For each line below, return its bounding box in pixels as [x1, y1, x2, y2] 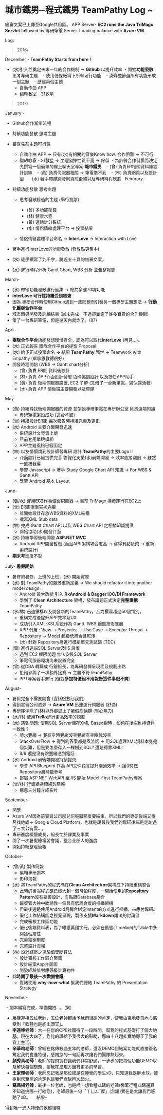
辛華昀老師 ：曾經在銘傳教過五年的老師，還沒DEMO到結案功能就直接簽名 [12, 1045, 157, 1051]
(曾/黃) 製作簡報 [12, 863, 44, 869]
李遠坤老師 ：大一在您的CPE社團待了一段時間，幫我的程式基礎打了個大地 [12, 1027, 157, 1033]
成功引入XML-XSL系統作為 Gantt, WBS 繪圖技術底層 [19, 621, 124, 626]
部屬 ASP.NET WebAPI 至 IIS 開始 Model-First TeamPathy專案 [19, 775, 143, 781]
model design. [12, 585, 41, 591]
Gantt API [19, 472, 39, 478]
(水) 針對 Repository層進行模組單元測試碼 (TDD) [19, 639, 115, 645]
